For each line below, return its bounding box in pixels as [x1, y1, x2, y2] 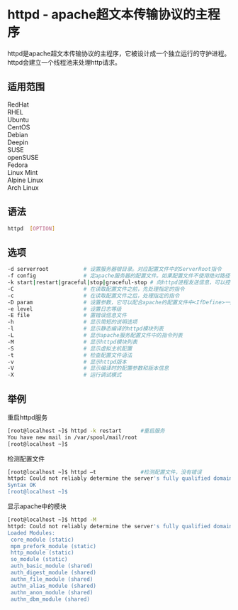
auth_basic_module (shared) [10, 562, 93, 569]
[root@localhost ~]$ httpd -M [7, 516, 97, 523]
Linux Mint [7, 168, 38, 176]
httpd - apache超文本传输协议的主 [7, 6, 208, 23]
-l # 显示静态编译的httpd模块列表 [7, 325, 164, 333]
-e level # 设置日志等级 [7, 305, 122, 313]
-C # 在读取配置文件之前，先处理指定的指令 [7, 285, 186, 292]
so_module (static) [10, 556, 69, 563]
